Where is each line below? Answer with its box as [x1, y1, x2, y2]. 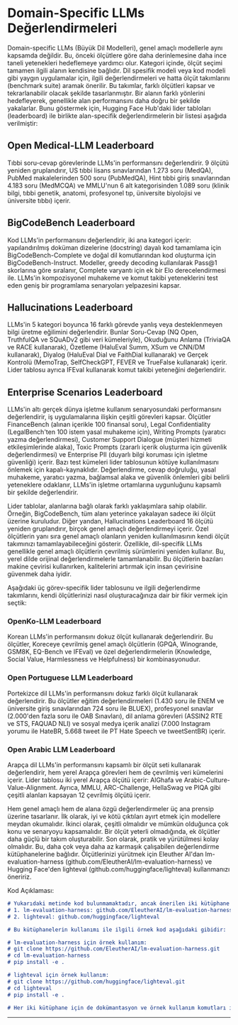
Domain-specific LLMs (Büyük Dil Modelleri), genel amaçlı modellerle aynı [7, 43, 223, 52]
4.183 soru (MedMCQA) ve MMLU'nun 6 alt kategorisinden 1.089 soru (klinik [7, 181, 229, 190]
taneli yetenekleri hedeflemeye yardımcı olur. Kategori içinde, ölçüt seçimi [7, 58, 223, 67]
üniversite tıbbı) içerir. [7, 196, 71, 205]
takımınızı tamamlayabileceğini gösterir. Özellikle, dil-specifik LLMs [7, 540, 203, 548]
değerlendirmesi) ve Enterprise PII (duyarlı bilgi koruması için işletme [7, 450, 208, 459]
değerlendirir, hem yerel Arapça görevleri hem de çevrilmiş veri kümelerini [7, 769, 224, 777]
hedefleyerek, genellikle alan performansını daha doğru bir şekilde [7, 96, 200, 104]
